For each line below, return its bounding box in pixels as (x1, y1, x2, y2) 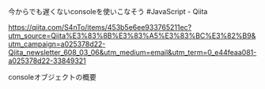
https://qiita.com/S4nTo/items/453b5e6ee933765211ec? (8, 23, 192, 32)
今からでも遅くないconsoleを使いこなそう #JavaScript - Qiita (8, 7, 208, 16)
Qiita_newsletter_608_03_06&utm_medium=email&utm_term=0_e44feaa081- (8, 48, 257, 57)
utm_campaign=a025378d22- (8, 39, 106, 49)
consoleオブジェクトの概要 (8, 72, 97, 81)
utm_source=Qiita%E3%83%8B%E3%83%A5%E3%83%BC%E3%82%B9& (8, 31, 256, 40)
